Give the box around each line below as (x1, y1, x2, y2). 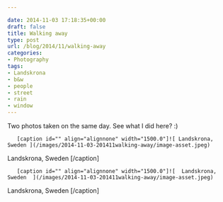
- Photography (7, 56, 50, 64)
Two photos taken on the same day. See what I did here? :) (7, 122, 178, 130)
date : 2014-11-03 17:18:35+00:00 (7, 16, 106, 23)
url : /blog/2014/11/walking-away (7, 43, 106, 50)
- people (7, 82, 33, 89)
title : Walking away (7, 30, 69, 37)
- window (7, 102, 33, 110)
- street (7, 89, 33, 96)
